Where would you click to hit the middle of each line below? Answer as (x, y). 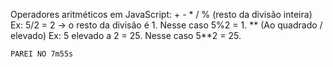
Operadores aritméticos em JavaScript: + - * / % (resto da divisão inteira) (161, 14)
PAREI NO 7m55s (42, 54)
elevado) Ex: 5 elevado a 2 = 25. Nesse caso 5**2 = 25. (126, 35)
